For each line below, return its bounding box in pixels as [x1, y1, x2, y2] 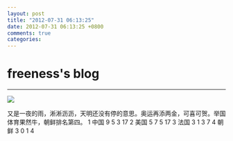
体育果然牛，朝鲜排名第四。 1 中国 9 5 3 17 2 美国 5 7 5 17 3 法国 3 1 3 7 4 [7, 118, 216, 126]
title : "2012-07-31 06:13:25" [7, 17, 95, 24]
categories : [7, 36, 42, 43]
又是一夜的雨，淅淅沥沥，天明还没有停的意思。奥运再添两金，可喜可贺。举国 [7, 109, 226, 118]
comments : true [7, 29, 51, 37]
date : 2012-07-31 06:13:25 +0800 [7, 23, 104, 30]
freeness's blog [7, 66, 100, 82]
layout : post [7, 10, 45, 17]
